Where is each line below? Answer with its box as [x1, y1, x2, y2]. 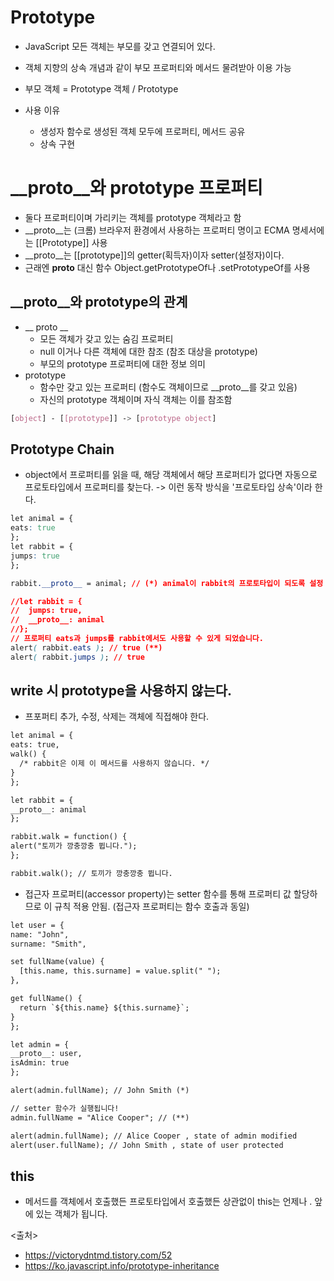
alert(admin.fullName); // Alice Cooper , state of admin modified [10, 1131, 298, 1141]
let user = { [10, 920, 65, 930]
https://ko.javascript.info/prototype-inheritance [24, 1260, 220, 1272]
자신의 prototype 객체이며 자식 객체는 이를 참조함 [39, 393, 233, 405]
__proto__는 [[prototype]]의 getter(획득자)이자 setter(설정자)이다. [24, 249, 285, 261]
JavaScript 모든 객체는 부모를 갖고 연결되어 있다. [24, 40, 216, 52]
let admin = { [10, 1039, 70, 1050]
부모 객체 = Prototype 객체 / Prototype [24, 82, 179, 95]
